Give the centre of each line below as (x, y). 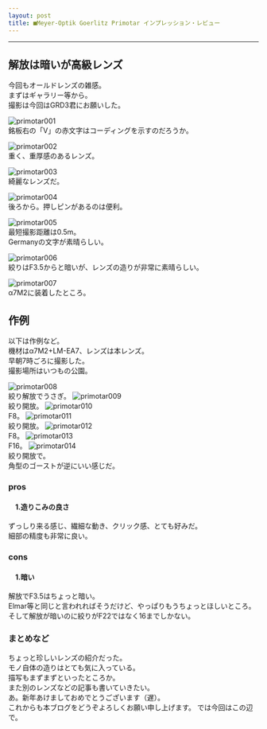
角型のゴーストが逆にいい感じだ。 (64, 466)
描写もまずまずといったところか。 (64, 677)
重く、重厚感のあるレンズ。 (54, 156)
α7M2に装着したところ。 (49, 293)
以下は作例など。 (36, 341)
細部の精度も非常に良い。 (50, 536)
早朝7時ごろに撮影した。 (48, 361)
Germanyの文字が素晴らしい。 (58, 242)
